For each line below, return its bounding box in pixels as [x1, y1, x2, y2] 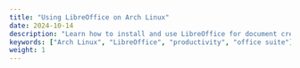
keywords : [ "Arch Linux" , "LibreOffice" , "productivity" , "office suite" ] [9, 37, 294, 47]
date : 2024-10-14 [9, 21, 74, 30]
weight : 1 [9, 46, 46, 55]
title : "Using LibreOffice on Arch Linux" [9, 12, 170, 22]
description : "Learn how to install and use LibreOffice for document [9, 29, 278, 38]
